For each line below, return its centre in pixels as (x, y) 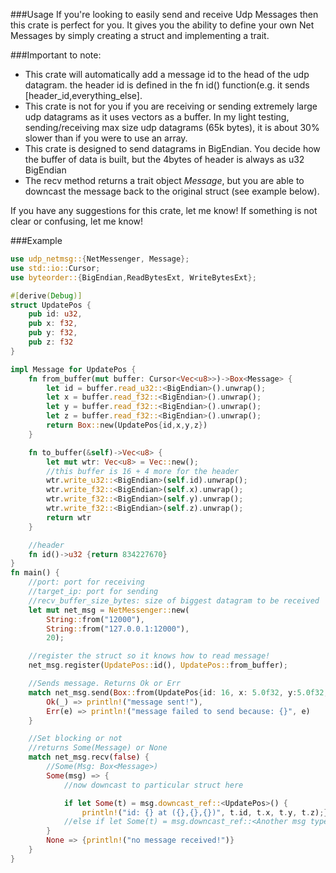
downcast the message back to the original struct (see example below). (172, 191)
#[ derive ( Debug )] (46, 295)
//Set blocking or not (75, 739)
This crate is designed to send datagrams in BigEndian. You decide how (172, 148)
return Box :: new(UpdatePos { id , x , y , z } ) (127, 425)
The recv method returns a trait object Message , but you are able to (164, 180)
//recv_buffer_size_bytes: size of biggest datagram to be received (174, 600)
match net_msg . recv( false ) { (89, 757)
